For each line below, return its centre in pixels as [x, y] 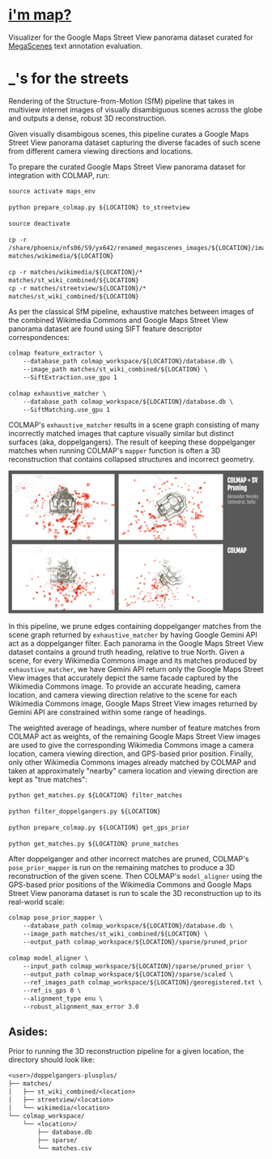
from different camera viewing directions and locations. [101, 151]
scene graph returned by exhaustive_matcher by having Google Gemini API [133, 635]
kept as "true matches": [48, 779]
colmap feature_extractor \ [56, 353]
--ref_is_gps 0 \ [52, 991]
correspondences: [39, 337]
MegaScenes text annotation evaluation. [76, 45]
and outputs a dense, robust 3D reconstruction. [87, 118]
